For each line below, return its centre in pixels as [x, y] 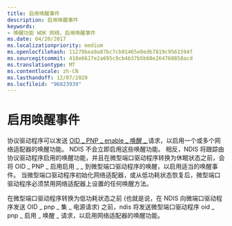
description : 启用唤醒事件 [43, 20]
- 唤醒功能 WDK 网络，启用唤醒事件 [51, 33]
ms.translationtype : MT [41, 65]
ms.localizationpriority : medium [55, 45]
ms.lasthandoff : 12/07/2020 [48, 78]
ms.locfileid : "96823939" [44, 84]
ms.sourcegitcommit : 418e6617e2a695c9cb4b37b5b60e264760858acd [100, 59]
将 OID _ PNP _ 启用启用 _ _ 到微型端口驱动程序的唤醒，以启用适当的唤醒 [110, 167]
